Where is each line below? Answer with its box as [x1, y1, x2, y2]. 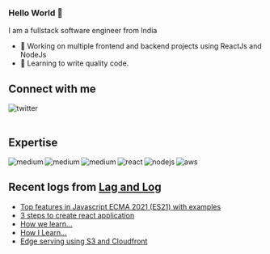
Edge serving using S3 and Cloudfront [19, 236, 148, 246]
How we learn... [19, 218, 73, 229]
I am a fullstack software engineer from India [8, 26, 158, 36]
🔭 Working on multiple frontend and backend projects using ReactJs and [19, 41, 263, 51]
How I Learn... [19, 227, 67, 237]
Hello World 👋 [8, 7, 63, 19]
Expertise [8, 135, 58, 149]
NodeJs [19, 50, 47, 60]
